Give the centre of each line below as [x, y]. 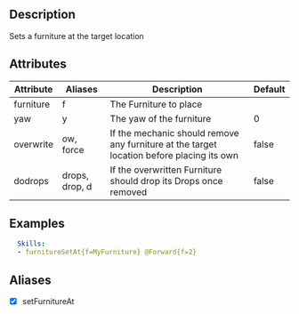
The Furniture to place [156, 104]
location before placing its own [174, 155]
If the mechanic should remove [174, 133]
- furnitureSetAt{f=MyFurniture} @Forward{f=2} [107, 253]
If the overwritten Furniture [166, 170]
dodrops [31, 181]
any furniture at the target [163, 144]
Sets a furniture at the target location [77, 36]
